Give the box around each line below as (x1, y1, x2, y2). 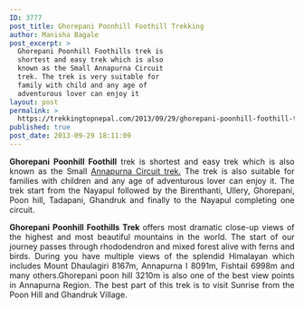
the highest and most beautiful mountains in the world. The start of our (9, 231, 295, 242)
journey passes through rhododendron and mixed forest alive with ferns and (9, 241, 295, 252)
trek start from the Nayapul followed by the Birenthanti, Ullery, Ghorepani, (9, 185, 295, 196)
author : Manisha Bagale (9, 30, 100, 39)
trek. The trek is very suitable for (17, 72, 160, 82)
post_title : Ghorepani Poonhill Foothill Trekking (9, 22, 204, 31)
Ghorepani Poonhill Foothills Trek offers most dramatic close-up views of (9, 221, 295, 232)
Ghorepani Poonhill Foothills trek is (17, 47, 165, 56)
